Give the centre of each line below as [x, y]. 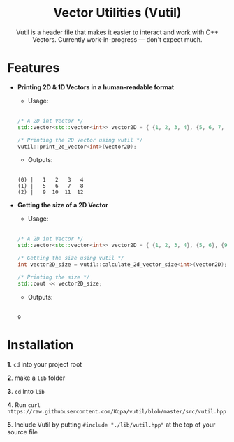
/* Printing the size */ [53, 277]
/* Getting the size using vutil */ [71, 258]
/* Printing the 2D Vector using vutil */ [80, 140]
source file [23, 432]
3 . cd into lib [26, 391]
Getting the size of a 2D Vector [63, 205]
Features [34, 68]
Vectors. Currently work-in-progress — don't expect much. [117, 39]
